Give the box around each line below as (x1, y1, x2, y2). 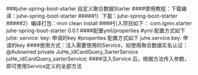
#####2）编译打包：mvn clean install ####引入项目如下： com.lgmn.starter (6, 20, 192, 26)
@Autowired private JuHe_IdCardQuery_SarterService (6, 49, 138, 55)
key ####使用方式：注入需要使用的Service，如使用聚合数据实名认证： (16, 42, 189, 49)
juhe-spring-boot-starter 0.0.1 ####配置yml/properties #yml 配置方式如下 (6, 27, 186, 34)
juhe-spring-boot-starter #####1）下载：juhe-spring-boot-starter (16, 12, 178, 19)
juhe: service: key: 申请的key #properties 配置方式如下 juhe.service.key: (6, 35, 182, 41)
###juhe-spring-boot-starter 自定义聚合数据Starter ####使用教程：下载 (6, 5, 182, 12)
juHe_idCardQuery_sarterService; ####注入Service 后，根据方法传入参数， (6, 55, 190, 62)
